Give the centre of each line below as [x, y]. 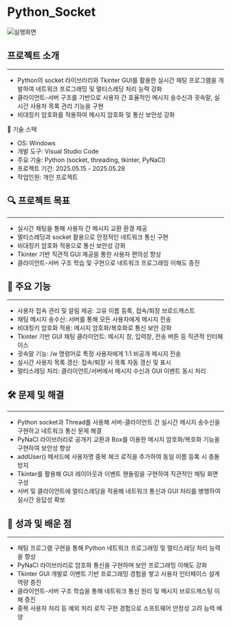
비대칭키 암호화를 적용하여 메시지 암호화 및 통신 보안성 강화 [96, 114]
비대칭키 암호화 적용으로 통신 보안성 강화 [71, 245]
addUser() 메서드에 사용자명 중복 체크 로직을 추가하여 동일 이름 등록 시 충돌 [118, 457]
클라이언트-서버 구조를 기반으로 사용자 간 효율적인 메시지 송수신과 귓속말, [115, 97]
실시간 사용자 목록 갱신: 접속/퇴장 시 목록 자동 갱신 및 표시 [94, 362]
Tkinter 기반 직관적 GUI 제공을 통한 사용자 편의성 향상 [89, 254]
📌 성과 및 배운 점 [40, 523]
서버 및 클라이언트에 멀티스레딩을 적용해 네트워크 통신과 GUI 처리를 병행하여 [119, 491]
